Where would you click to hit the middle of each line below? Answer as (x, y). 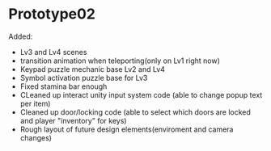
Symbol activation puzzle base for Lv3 (84, 78)
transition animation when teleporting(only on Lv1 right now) (120, 61)
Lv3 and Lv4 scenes (53, 52)
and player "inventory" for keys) (73, 120)
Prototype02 (52, 14)
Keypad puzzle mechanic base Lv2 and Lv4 (93, 69)
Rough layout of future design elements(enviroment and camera (127, 129)
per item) (35, 103)
